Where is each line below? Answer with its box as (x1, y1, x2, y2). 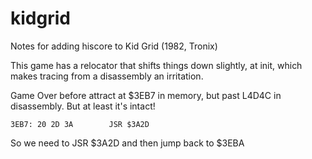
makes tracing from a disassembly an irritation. (10, 70, 204, 82)
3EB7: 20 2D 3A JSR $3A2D (10, 119, 150, 129)
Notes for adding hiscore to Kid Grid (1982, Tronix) (10, 40, 218, 52)
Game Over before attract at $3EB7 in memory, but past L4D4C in (10, 89, 282, 101)
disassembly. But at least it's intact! (10, 100, 156, 112)
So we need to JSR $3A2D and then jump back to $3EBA (10, 137, 245, 149)
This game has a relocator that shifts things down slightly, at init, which (10, 59, 303, 71)
